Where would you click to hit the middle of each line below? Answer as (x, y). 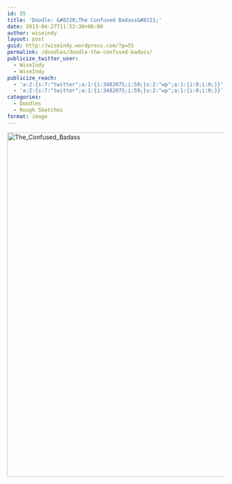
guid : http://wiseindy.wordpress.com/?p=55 (71, 46)
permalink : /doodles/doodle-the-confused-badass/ (80, 53)
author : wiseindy (32, 33)
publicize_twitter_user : (43, 59)
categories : (24, 97)
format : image (28, 116)
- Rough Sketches (38, 110)
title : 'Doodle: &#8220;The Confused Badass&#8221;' (85, 20)
